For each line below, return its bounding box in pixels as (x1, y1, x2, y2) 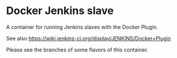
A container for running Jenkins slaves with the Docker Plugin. (6, 23, 158, 30)
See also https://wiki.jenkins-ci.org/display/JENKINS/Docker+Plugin (6, 35, 171, 42)
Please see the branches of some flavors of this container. (6, 46, 149, 53)
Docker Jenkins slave (6, 4, 114, 18)
